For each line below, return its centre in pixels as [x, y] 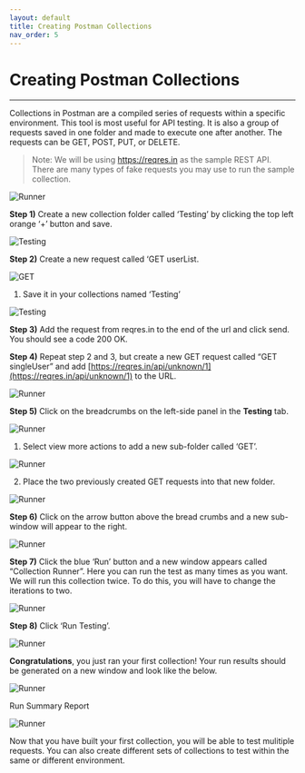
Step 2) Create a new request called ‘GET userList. [104, 259]
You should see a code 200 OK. [69, 339]
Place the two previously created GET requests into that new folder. [148, 481]
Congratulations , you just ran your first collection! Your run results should [148, 661]
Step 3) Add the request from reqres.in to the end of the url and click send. [150, 330]
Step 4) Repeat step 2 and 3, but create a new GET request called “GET [143, 357]
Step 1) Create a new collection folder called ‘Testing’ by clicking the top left [152, 214]
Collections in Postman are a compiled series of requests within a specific [148, 114]
